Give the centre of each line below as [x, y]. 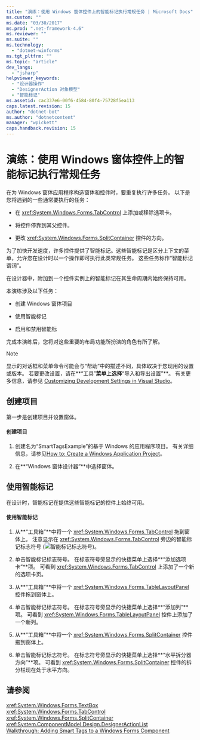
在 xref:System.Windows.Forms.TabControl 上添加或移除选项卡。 [95, 212]
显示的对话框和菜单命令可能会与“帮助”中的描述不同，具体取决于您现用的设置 [100, 366]
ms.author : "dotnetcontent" [41, 117]
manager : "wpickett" [32, 123]
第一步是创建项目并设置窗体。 [43, 417]
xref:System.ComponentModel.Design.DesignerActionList [77, 724]
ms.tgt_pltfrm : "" [29, 56]
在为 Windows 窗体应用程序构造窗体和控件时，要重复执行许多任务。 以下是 [98, 192]
